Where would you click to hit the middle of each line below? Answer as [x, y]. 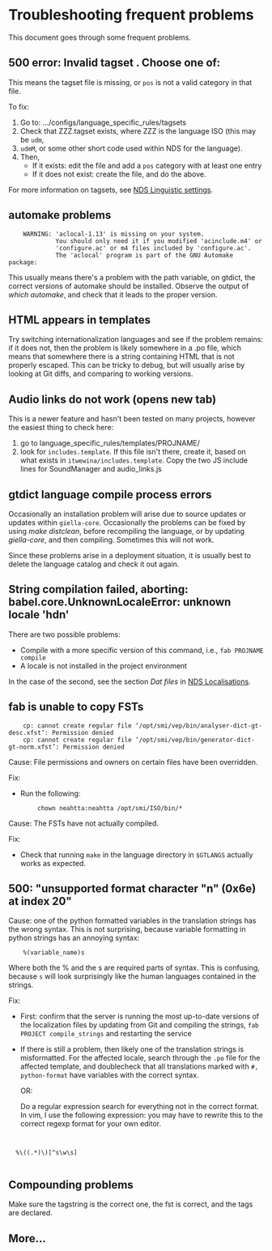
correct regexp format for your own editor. [91, 1124]
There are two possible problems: [64, 634]
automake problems [60, 215]
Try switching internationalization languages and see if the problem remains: [136, 339]
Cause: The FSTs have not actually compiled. [84, 823]
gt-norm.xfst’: [34, 747]
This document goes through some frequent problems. [100, 37]
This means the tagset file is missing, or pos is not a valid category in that [130, 82]
